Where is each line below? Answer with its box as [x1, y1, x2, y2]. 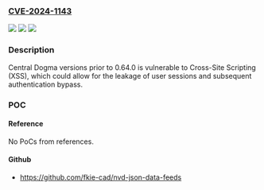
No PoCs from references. [8, 137, 94, 146]
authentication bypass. [8, 79, 83, 89]
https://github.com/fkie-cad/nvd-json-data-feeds [19, 173, 182, 182]
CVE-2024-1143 [8, 6, 72, 17]
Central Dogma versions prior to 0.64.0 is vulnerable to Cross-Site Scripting [8, 62, 256, 72]
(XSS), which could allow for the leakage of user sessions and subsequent [8, 71, 252, 80]
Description [8, 45, 55, 56]
